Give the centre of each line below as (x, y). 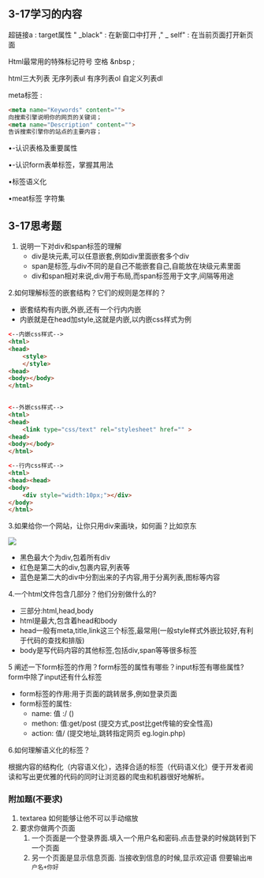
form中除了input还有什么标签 (55, 677)
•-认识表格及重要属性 (43, 148)
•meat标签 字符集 (37, 198)
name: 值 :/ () (53, 714)
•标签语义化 (28, 182)
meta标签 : (25, 95)
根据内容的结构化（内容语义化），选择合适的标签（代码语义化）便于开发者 (127, 767)
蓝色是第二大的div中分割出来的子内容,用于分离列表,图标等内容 (120, 577)
